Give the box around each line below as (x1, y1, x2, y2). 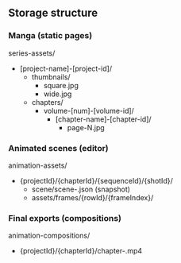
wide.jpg (43, 89, 72, 99)
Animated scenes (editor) (8, 142, 109, 153)
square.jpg (43, 80, 79, 90)
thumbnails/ (31, 72, 71, 82)
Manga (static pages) (8, 30, 93, 41)
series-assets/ (8, 48, 56, 58)
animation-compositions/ (8, 230, 90, 241)
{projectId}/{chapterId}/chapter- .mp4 (19, 246, 143, 256)
